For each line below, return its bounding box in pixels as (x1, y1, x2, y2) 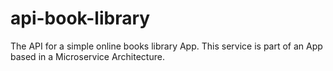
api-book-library (10, 7, 151, 30)
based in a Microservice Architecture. (10, 50, 165, 62)
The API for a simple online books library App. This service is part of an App (10, 40, 323, 52)
